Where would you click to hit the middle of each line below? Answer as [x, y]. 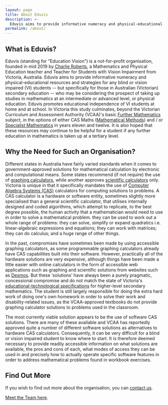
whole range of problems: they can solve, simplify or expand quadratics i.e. [83, 222]
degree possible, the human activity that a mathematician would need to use [84, 212]
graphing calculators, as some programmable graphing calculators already [82, 248]
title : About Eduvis [27, 15]
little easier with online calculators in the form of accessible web [71, 264]
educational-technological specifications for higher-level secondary [75, 286]
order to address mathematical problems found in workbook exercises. [78, 360]
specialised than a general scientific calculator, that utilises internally [76, 201]
